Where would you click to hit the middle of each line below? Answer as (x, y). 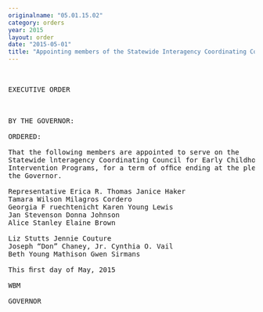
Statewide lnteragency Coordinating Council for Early (115, 160)
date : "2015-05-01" (40, 45)
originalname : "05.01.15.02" (56, 15)
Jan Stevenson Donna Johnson (64, 215)
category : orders (36, 23)
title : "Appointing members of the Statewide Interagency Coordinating (127, 52)
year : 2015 (26, 30)
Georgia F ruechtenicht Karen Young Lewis (91, 207)
